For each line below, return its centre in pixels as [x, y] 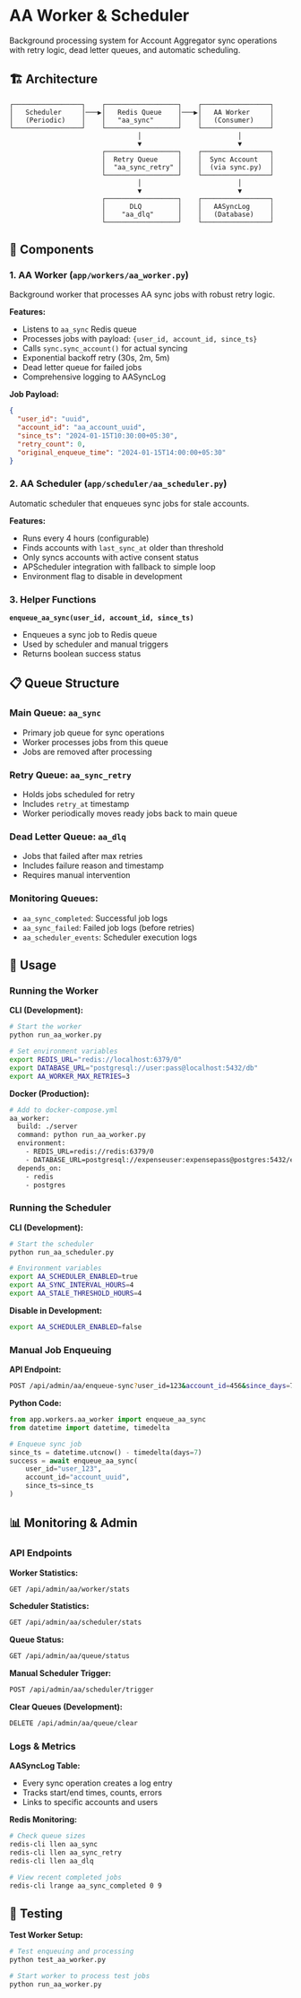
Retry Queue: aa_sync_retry [70, 775]
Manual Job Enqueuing [60, 1350]
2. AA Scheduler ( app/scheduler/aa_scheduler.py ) [118, 483]
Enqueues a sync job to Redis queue [90, 635]
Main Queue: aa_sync [55, 713]
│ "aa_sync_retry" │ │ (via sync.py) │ [188, 167]
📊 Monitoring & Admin [73, 1523]
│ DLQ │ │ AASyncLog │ [188, 206]
